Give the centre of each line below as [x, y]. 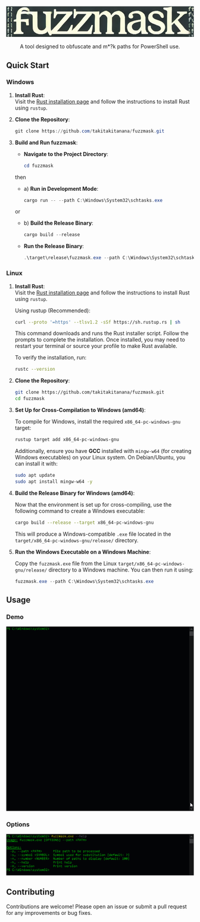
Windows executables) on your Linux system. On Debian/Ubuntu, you [100, 457]
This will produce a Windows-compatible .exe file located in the [93, 534]
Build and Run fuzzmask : [46, 142]
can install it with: [36, 463]
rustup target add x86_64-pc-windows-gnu [67, 440]
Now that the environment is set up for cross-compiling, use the [93, 504]
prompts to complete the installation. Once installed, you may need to [100, 340]
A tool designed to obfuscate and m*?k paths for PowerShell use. [100, 46]
